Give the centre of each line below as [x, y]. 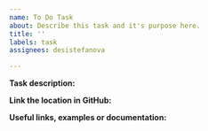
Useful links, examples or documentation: [88, 118]
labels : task [33, 42]
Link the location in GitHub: [60, 100]
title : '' [28, 34]
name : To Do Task [41, 17]
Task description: [42, 83]
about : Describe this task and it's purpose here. [105, 26]
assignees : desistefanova [57, 50]
